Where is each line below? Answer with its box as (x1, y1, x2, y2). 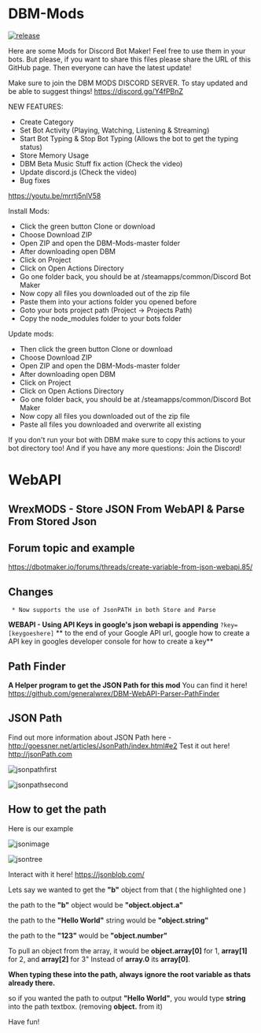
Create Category (19, 117, 74, 126)
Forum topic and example (8, 541, 135, 554)
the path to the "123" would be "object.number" (8, 930, 167, 940)
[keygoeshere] (8, 630, 55, 638)
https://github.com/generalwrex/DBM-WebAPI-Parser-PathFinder (8, 688, 220, 698)
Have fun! (8, 1016, 40, 1026)
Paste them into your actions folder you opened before (19, 296, 197, 306)
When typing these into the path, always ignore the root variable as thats (8, 969, 252, 979)
